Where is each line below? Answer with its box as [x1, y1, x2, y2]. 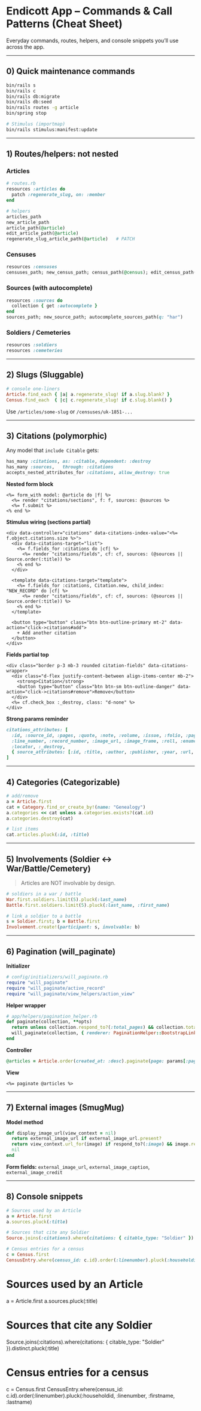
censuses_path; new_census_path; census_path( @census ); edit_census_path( [6, 269, 197, 276]
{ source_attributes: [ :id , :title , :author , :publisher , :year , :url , [11, 749, 194, 755]
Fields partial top [6, 651, 49, 658]
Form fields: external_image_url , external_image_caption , [6, 1163, 150, 1170]
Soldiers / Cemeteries [6, 328, 71, 337]
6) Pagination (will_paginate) [6, 946, 116, 957]
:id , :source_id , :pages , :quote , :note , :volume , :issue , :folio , [11, 732, 184, 739]
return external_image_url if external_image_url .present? [11, 1136, 162, 1142]
